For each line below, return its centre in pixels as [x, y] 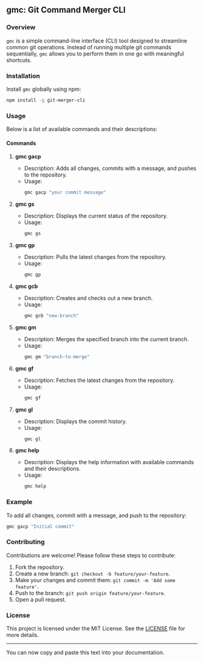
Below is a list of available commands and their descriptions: [82, 129]
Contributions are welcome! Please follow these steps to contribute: [91, 555]
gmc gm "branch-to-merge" [57, 357]
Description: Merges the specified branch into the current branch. [107, 339]
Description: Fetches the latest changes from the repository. [99, 380]
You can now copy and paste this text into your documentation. [86, 653]
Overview [21, 27]
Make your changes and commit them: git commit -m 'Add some [95, 580]
